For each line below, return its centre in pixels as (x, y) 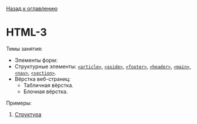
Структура (28, 114)
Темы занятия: (24, 48)
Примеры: (19, 103)
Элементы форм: (36, 60)
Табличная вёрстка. (48, 85)
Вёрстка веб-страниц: (42, 79)
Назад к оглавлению (32, 9)
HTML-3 (26, 32)
